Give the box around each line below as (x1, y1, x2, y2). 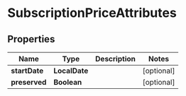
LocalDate (53, 66, 89, 76)
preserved (11, 78, 47, 87)
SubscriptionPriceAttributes (7, 5, 177, 21)
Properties (7, 33, 55, 45)
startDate (11, 66, 44, 76)
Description (95, 54, 136, 64)
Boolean (53, 78, 82, 87)
